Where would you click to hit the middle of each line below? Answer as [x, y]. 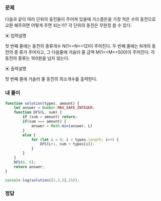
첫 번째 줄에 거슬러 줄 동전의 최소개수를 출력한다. [51, 79]
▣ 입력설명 [16, 36]
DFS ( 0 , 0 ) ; [25, 162]
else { [29, 135]
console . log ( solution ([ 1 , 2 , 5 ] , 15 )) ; [42, 180]
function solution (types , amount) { [42, 103]
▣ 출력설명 [16, 69]
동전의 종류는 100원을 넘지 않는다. [37, 58]
